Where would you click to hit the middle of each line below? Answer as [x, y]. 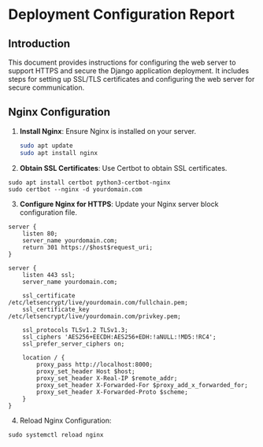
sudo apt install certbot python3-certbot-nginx [89, 183]
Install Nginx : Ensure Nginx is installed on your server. [108, 131]
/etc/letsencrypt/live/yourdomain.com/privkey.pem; [94, 316]
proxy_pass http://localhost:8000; [95, 364]
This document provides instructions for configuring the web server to [122, 62]
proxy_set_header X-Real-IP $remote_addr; [107, 378]
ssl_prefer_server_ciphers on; [74, 344]
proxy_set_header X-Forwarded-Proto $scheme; [113, 392]
